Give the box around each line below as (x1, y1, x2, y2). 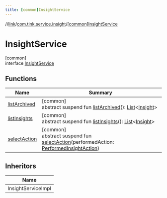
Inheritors (5, 162, 36, 170)
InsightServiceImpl (7, 185, 51, 192)
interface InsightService (5, 60, 54, 66)
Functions (5, 74, 37, 83)
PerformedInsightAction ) (41, 145, 100, 152)
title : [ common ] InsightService (5, 7, 70, 12)
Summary (88, 89, 113, 96)
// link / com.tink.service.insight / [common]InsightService (5, 21, 118, 27)
